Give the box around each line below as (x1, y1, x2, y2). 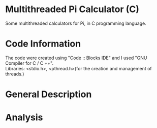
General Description (5, 89, 92, 100)
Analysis (5, 112, 43, 123)
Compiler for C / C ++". (5, 60, 54, 66)
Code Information (5, 38, 81, 50)
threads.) (5, 71, 24, 77)
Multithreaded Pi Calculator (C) (5, 4, 140, 15)
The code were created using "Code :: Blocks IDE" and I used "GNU (5, 55, 147, 61)
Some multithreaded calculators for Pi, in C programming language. (5, 20, 146, 26)
